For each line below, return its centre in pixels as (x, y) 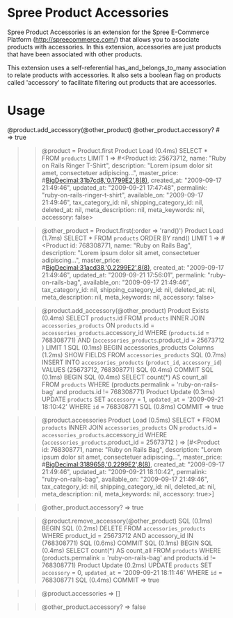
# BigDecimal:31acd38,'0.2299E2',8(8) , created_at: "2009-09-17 (133, 267)
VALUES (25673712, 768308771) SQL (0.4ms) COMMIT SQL (128, 369)
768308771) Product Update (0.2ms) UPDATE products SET (127, 565)
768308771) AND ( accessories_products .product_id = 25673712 (133, 340)
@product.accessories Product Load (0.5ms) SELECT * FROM (131, 420)
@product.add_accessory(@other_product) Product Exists (125, 310)
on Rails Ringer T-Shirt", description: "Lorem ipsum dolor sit (127, 165)
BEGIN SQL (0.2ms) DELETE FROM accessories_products (124, 528)
